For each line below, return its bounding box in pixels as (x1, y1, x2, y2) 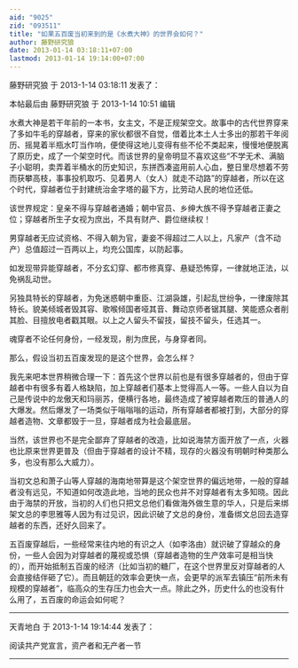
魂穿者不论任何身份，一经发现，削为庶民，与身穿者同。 (9, 334, 211, 344)
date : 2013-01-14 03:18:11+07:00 (9, 46, 133, 55)
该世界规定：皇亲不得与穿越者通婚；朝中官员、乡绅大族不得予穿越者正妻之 (9, 203, 281, 213)
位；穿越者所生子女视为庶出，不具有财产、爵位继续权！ (9, 214, 211, 224)
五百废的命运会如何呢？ (39, 594, 126, 604)
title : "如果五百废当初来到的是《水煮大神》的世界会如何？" (9, 29, 204, 38)
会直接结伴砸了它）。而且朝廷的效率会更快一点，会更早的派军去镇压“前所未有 (9, 572, 289, 582)
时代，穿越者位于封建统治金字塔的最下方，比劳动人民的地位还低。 (16, 184, 258, 194)
